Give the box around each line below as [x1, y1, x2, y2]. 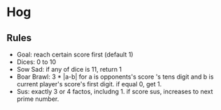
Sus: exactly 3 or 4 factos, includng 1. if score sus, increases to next [16, 88, 213, 95]
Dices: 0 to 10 [16, 58, 57, 66]
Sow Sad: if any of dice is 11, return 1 [16, 65, 122, 73]
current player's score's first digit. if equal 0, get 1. [16, 80, 162, 88]
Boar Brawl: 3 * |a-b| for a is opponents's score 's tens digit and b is [16, 72, 214, 81]
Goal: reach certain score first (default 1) [16, 50, 134, 58]
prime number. [16, 95, 59, 103]
